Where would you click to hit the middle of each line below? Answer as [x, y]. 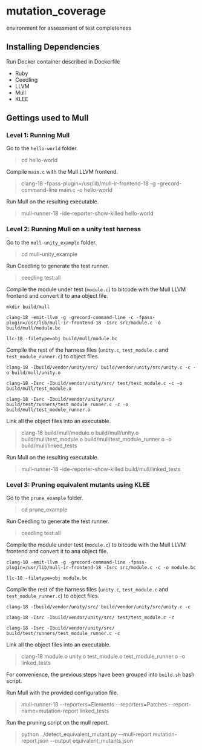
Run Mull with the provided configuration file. [62, 693]
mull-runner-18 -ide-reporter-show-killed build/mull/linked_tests [101, 469]
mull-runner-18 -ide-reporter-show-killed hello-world [87, 214]
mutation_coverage [56, 11]
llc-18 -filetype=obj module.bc [47, 578]
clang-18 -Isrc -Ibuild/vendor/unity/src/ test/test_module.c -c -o [94, 383]
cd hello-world [39, 160]
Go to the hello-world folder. [42, 148]
